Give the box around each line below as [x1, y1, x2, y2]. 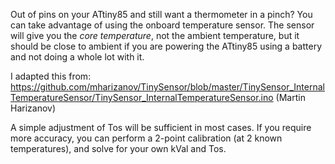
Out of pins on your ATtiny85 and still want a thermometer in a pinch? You [10, 9, 313, 20]
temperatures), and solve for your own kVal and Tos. [10, 143, 227, 154]
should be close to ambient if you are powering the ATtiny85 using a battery [10, 40, 322, 52]
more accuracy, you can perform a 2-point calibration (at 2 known [10, 132, 283, 144]
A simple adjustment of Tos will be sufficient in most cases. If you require [10, 122, 312, 133]
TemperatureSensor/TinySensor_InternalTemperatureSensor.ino [10, 92, 274, 103]
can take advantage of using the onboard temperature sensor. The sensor [10, 19, 315, 31]
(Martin [275, 92, 306, 103]
